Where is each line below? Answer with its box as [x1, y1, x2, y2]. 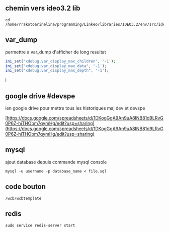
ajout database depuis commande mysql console [5, 159, 107, 165]
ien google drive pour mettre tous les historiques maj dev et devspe [5, 105, 145, 111]
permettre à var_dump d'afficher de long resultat [5, 49, 106, 55]
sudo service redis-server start [5, 223, 75, 228]
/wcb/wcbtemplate [5, 196, 42, 201]
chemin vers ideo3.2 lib [5, 4, 80, 13]
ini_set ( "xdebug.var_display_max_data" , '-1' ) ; [5, 63, 107, 69]
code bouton [5, 183, 46, 191]
